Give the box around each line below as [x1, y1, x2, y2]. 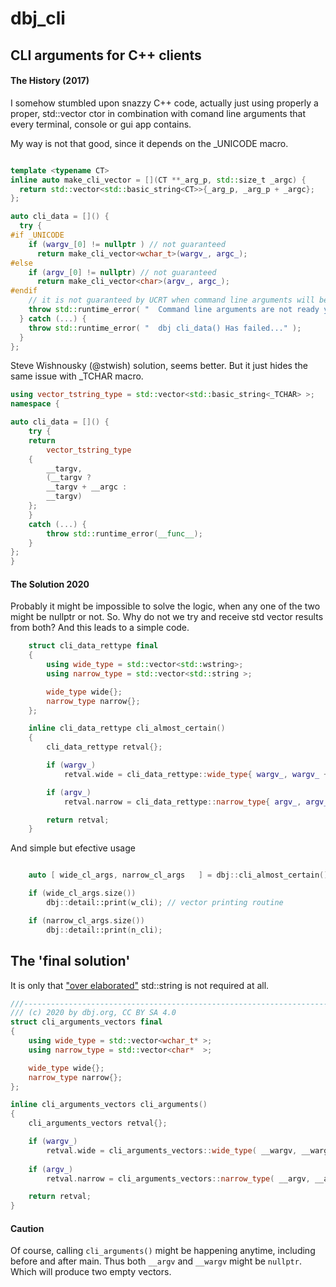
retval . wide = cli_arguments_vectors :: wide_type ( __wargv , [46, 1145, 298, 1156]
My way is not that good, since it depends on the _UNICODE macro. [10, 137, 289, 149]
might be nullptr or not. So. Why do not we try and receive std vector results [10, 611, 324, 623]
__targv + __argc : [46, 482, 128, 492]
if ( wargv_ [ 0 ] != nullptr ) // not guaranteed [28, 239, 226, 249]
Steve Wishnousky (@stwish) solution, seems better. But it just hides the [10, 360, 308, 372]
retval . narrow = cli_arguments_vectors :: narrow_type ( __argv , [46, 1173, 311, 1184]
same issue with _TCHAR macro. [10, 370, 144, 382]
